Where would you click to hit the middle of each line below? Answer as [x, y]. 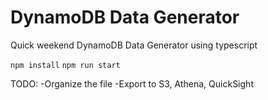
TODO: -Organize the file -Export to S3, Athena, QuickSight [132, 83]
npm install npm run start [65, 65]
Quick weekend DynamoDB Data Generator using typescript [134, 45]
